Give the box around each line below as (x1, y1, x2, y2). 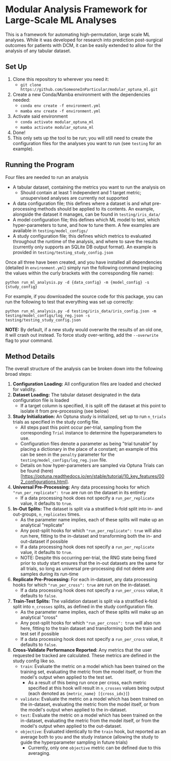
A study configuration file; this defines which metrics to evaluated (12, 233, 152, 239)
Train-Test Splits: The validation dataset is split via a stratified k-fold (12, 598, 157, 604)
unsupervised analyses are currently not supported (20, 195, 129, 201)
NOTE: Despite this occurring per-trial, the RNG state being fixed (20, 555, 157, 561)
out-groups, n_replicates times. (12, 511, 81, 517)
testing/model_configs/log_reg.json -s (5, 313, 90, 318)
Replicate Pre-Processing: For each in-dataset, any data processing (12, 576, 157, 583)
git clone (20, 82, 42, 87)
